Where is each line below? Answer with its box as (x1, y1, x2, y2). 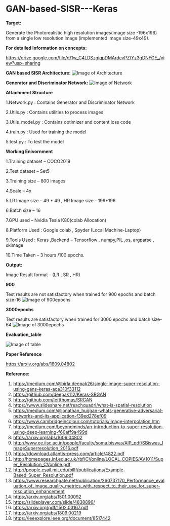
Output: (6, 261, 22, 268)
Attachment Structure (6, 89, 53, 95)
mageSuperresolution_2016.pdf (13, 445, 79, 451)
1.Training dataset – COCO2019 (6, 158, 71, 164)
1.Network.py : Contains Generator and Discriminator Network (6, 99, 135, 105)
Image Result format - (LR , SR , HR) (6, 272, 80, 278)
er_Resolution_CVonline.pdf (13, 461, 71, 467)
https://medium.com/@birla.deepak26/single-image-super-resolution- (13, 381, 160, 387)
